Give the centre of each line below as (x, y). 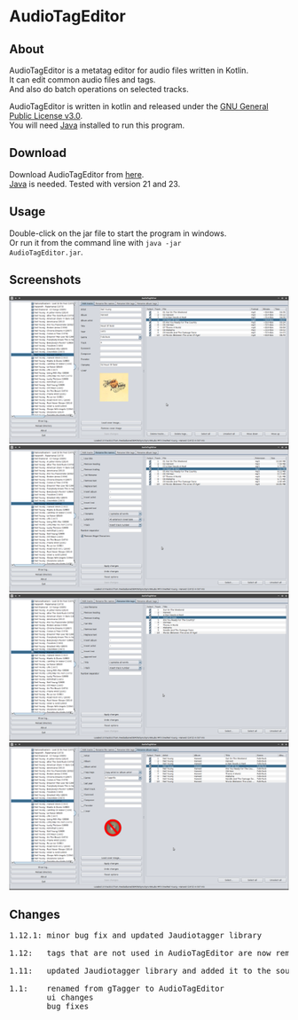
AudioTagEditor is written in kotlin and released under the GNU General (139, 106)
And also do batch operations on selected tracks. (99, 89)
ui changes (70, 998)
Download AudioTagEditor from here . (77, 174)
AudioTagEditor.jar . (46, 252)
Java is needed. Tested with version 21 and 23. (95, 184)
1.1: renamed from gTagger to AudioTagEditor (117, 989)
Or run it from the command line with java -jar (95, 242)
